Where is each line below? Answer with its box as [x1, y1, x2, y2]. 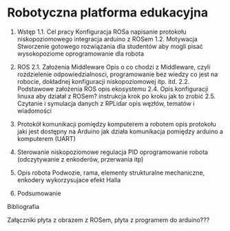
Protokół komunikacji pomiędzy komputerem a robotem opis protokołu [17, 120, 217, 128]
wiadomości [17, 107, 52, 115]
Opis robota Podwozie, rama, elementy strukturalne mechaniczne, [17, 168, 205, 177]
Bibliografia [7, 202, 40, 210]
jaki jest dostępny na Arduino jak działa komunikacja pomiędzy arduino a [17, 127, 224, 135]
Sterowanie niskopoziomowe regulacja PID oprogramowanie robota [17, 148, 209, 156]
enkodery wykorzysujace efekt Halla [17, 175, 121, 184]
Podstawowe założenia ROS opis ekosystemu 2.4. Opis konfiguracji [17, 85, 209, 93]
